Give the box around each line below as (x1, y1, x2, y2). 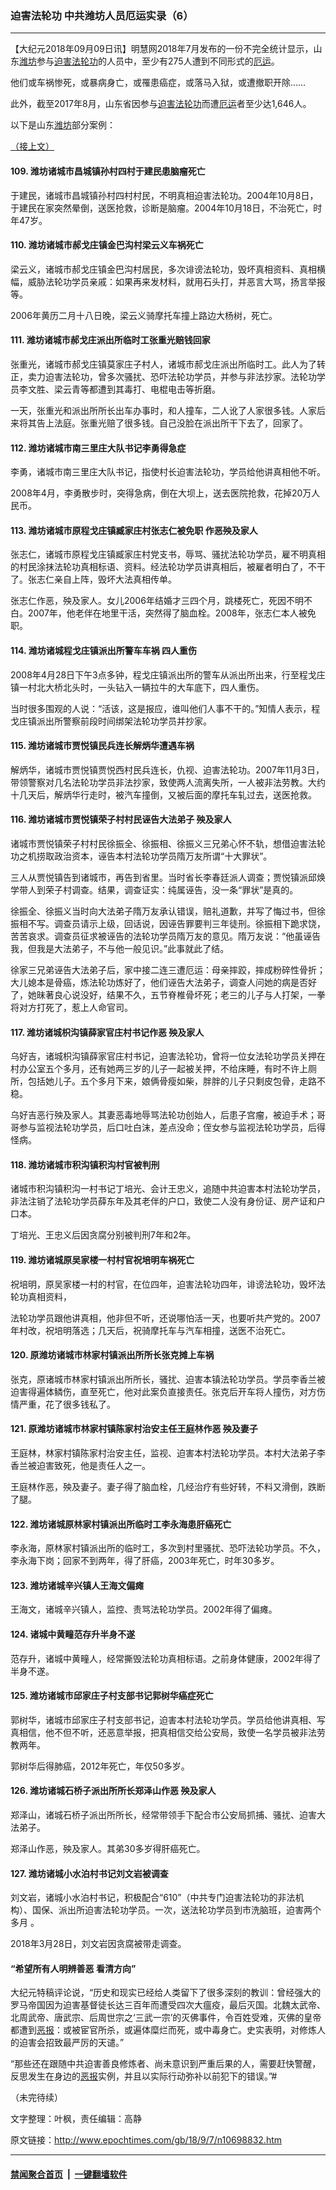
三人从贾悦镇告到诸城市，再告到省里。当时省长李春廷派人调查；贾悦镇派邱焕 (10, 871, 326, 883)
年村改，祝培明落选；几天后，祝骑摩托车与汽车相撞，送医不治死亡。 (10, 1324, 291, 1336)
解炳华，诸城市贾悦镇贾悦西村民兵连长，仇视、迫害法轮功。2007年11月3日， (10, 763, 325, 776)
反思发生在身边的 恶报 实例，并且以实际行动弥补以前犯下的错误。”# (10, 2070, 278, 2082)
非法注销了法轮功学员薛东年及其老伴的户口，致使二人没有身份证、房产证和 (10, 1195, 317, 1207)
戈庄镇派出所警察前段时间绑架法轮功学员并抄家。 (10, 715, 212, 727)
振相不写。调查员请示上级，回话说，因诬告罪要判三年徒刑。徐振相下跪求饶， (10, 917, 326, 929)
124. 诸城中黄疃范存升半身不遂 (10, 1628, 136, 1640)
